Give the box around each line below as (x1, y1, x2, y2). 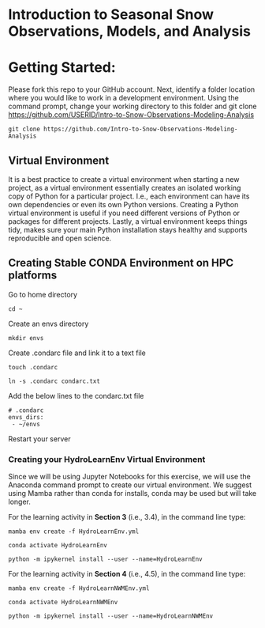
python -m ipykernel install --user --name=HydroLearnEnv (8, 555, 203, 563)
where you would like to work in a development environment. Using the (8, 93, 239, 103)
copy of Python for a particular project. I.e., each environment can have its (8, 191, 250, 201)
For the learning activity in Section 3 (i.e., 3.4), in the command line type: (8, 513, 246, 522)
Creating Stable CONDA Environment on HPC (8, 256, 234, 270)
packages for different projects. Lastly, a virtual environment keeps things (8, 216, 248, 226)
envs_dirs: (8, 413, 44, 421)
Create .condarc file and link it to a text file (8, 348, 146, 358)
